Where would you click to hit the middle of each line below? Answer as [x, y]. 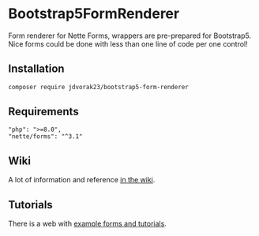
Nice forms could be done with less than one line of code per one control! [128, 43]
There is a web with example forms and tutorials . [88, 224]
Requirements [43, 112]
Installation [36, 69]
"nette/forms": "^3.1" [45, 137]
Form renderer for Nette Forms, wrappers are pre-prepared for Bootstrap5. [129, 36]
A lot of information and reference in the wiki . [82, 180]
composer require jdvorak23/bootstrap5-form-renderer [99, 87]
